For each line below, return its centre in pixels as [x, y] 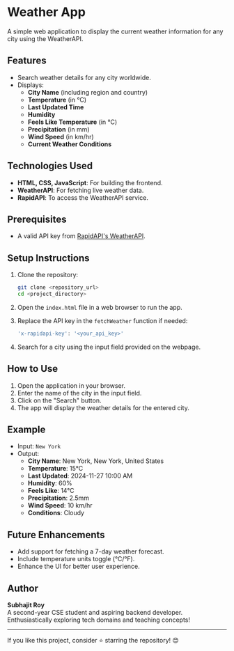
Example [26, 430]
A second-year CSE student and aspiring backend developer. [95, 613]
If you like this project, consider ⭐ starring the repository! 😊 [93, 641]
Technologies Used [50, 166]
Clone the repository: [48, 275]
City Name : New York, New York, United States [96, 461]
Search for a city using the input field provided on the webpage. [109, 347]
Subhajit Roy [26, 605]
